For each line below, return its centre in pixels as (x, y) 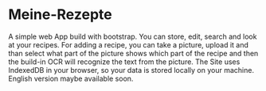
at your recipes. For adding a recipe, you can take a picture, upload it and (129, 44)
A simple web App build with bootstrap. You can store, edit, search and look (133, 36)
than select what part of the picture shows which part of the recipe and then (133, 53)
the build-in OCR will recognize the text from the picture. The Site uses (124, 62)
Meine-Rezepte (61, 15)
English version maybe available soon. (71, 78)
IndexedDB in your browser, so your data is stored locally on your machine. (131, 70)
